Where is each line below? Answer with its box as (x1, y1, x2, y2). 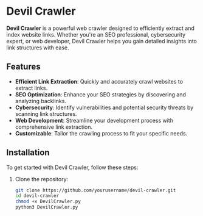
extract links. (15, 84, 47, 92)
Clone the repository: (15, 175, 69, 182)
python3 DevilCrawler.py (15, 204, 78, 211)
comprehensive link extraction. (15, 123, 93, 131)
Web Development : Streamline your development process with (15, 117, 173, 124)
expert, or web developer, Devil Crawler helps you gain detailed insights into (6, 37, 198, 45)
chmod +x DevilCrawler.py (15, 198, 81, 205)
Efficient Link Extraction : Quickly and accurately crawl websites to (15, 77, 184, 85)
